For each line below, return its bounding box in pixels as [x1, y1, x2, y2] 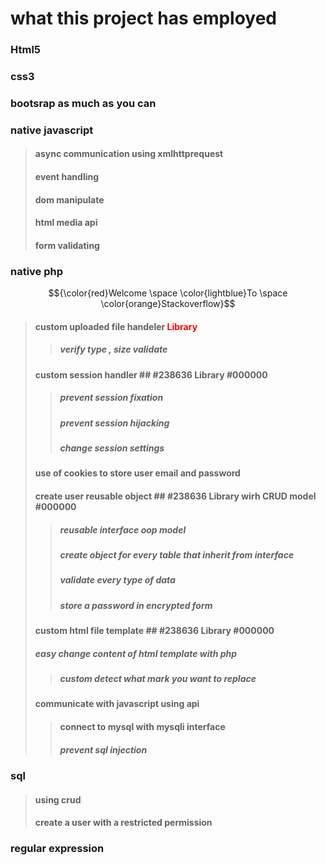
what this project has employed [10, 7, 278, 30]
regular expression [10, 842, 105, 856]
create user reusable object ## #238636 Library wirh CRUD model [34, 490, 317, 502]
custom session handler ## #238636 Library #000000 [34, 368, 268, 381]
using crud [34, 793, 82, 806]
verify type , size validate [59, 343, 168, 356]
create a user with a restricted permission [34, 817, 213, 829]
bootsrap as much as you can [10, 96, 157, 110]
